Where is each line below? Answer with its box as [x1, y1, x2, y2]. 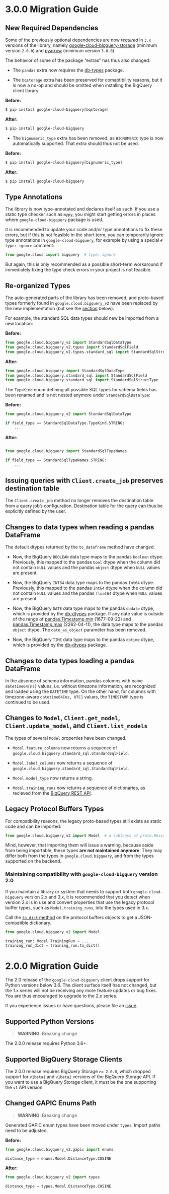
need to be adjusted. [5, 1127, 48, 1134]
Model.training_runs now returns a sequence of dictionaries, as [12, 785, 145, 791]
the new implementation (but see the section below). [5, 306, 115, 311]
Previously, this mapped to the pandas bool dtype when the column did [12, 559, 160, 565]
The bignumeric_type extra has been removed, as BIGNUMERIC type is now [12, 135, 164, 141]
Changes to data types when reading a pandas [5, 523, 154, 531]
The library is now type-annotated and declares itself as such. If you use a [5, 206, 159, 212]
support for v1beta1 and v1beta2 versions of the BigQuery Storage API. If [5, 1074, 156, 1080]
